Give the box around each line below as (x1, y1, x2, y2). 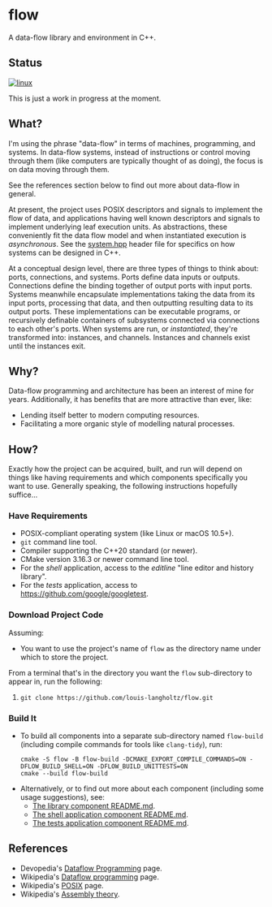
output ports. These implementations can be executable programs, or (8, 306, 241, 316)
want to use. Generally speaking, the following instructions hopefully (8, 482, 238, 491)
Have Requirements (8, 510, 88, 521)
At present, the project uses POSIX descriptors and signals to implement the (8, 205, 263, 214)
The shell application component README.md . (32, 810, 188, 819)
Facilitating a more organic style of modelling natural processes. (19, 419, 235, 429)
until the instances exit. (8, 341, 86, 351)
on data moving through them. (8, 164, 110, 174)
